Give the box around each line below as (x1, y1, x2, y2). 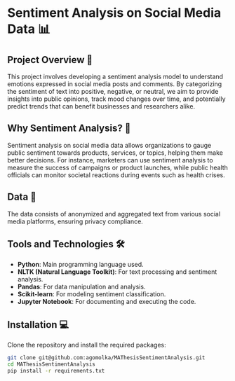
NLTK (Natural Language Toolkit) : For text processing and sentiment (17, 268, 217, 276)
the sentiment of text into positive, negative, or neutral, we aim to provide (7, 88, 219, 95)
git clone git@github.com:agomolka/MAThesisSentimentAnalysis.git (7, 354, 206, 361)
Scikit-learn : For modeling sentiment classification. (17, 290, 166, 298)
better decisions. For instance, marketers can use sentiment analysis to (7, 155, 213, 164)
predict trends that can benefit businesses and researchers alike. (7, 102, 195, 110)
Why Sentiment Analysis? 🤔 (7, 123, 131, 134)
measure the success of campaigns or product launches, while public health (7, 163, 228, 172)
